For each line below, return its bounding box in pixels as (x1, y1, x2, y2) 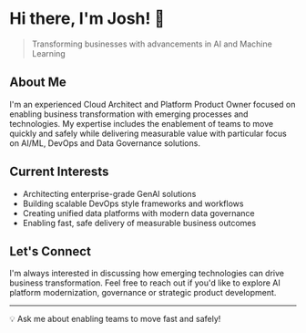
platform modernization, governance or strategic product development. (9, 287, 277, 298)
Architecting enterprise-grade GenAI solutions (22, 188, 197, 199)
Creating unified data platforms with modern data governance (22, 207, 255, 218)
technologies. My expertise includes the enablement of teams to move (9, 118, 274, 129)
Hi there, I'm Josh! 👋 (9, 8, 166, 29)
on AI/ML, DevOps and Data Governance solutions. (9, 137, 200, 149)
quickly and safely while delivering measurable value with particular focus (9, 128, 287, 139)
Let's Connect (9, 244, 91, 259)
